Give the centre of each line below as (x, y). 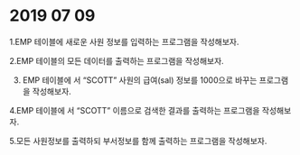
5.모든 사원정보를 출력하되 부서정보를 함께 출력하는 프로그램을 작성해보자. (138, 141)
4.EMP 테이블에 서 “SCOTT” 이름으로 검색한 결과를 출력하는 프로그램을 (135, 110)
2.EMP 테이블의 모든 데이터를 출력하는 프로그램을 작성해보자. (117, 60)
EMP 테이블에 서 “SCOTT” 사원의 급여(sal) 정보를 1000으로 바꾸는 (140, 80)
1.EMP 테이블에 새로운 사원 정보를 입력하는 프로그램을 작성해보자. (124, 41)
